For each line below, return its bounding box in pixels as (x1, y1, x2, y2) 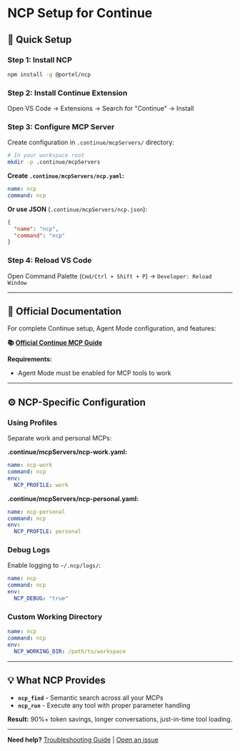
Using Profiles (7, 418, 58, 428)
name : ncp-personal (7, 508, 66, 515)
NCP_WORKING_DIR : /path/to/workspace (14, 647, 126, 655)
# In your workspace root (7, 152, 84, 159)
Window (7, 279, 27, 286)
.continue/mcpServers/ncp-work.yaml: (7, 448, 128, 456)
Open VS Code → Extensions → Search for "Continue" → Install (7, 104, 194, 113)
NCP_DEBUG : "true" (14, 595, 69, 603)
